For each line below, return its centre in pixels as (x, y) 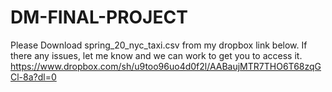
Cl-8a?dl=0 (33, 77)
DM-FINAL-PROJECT (99, 17)
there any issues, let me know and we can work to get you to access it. (156, 55)
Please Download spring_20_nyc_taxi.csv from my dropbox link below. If (159, 45)
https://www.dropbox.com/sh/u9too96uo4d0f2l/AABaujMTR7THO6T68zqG (166, 66)
